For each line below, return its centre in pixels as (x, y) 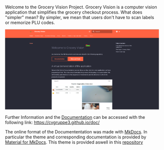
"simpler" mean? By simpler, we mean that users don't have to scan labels (80, 17)
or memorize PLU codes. (30, 22)
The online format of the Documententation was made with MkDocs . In (76, 132)
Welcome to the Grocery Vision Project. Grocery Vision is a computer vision (81, 7)
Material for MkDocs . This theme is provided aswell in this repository (74, 142)
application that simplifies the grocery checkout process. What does (74, 12)
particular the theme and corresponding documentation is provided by (76, 137)
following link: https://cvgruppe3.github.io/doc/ (52, 122)
